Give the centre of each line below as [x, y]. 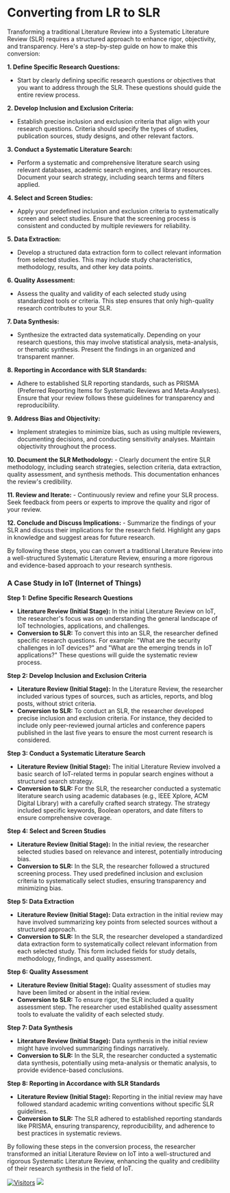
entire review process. [48, 95]
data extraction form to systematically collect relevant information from [117, 944]
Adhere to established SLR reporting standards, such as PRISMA [108, 383]
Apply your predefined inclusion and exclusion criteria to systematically [118, 211]
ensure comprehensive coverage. [64, 818]
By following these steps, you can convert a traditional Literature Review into [115, 550]
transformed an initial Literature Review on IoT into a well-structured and [109, 1154]
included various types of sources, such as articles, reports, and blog [115, 696]
